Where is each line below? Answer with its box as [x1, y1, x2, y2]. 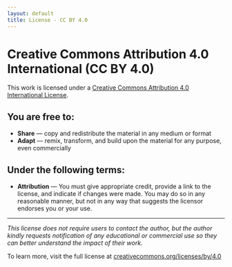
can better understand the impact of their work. [7, 239, 143, 247]
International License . [7, 91, 69, 99]
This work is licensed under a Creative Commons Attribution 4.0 [7, 83, 190, 92]
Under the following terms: [7, 164, 126, 176]
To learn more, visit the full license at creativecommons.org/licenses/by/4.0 [7, 253, 222, 261]
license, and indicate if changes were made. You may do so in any [17, 190, 206, 198]
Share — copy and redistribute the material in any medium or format [17, 129, 212, 138]
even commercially [17, 144, 71, 152]
